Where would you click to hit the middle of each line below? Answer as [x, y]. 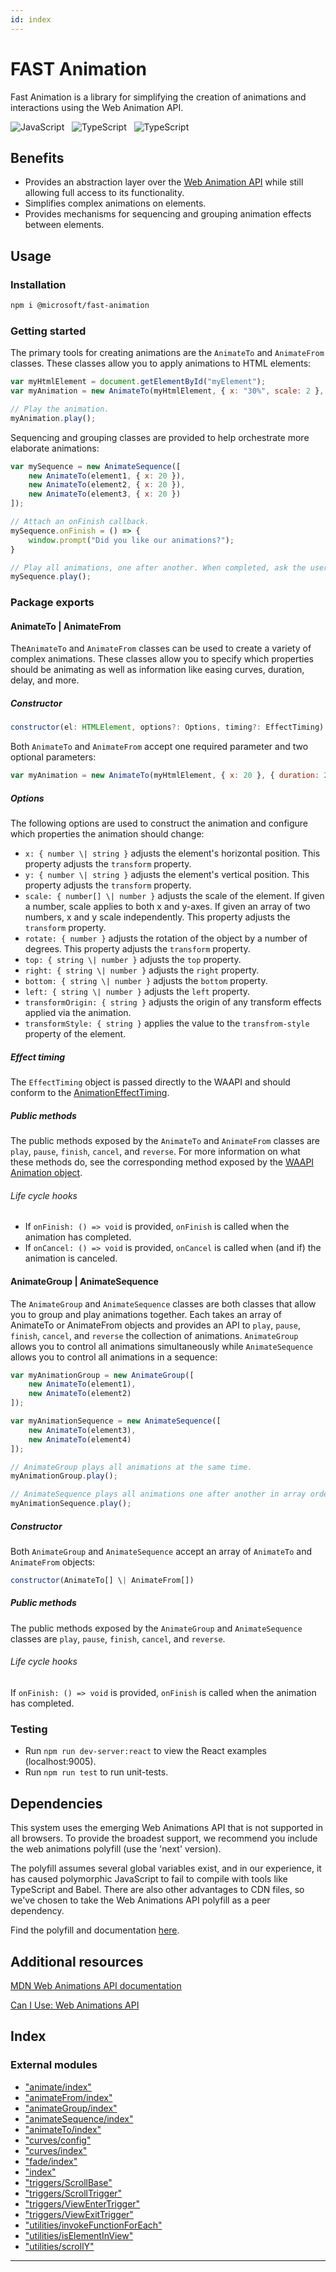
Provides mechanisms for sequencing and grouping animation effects [168, 214]
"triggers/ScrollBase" [68, 2182]
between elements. [64, 225]
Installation [38, 284]
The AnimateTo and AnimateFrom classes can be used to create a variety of [161, 648]
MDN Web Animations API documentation [96, 1985]
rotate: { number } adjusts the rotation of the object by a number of [166, 938]
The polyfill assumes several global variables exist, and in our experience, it [166, 1868]
